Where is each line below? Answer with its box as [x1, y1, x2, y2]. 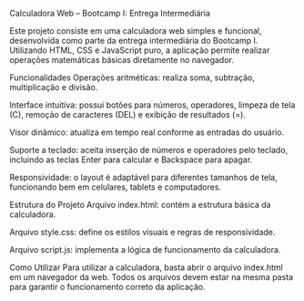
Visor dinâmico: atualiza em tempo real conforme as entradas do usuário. [9, 127, 285, 138]
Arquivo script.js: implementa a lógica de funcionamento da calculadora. [9, 244, 281, 254]
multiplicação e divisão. [9, 82, 98, 92]
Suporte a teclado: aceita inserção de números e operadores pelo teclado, [9, 145, 289, 155]
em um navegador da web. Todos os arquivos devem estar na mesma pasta [9, 272, 294, 282]
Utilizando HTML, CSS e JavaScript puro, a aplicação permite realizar [9, 45, 270, 56]
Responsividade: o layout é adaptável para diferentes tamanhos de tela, [9, 172, 278, 182]
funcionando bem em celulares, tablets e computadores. [9, 182, 221, 192]
